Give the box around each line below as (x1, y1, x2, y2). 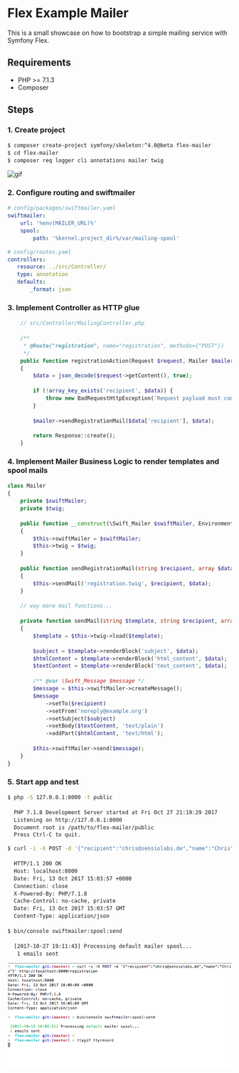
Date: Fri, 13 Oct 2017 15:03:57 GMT (14, 905, 126, 912)
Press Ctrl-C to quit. (14, 831, 81, 838)
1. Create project (7, 125, 65, 135)
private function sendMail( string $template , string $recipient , (20, 617, 218, 625)
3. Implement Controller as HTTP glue (7, 302, 140, 312)
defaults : (16, 279, 46, 286)
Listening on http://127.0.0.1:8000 (14, 816, 122, 823)
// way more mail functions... (20, 602, 113, 609)
